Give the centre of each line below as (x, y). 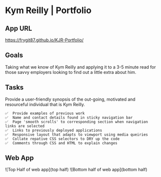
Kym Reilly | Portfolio (48, 10)
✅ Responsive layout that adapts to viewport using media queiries (77, 134)
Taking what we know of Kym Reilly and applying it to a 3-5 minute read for (80, 67)
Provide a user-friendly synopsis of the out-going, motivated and (70, 99)
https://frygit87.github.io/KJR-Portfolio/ (44, 40)
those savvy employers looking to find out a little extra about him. (71, 72)
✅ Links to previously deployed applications (54, 130)
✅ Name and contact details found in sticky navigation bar (69, 117)
